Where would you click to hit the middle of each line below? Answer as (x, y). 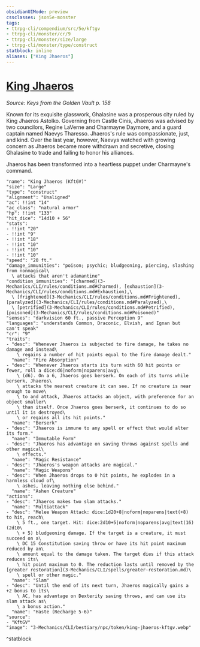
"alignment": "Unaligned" (38, 197)
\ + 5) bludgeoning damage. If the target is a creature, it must (101, 533)
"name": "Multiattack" (40, 507)
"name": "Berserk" (35, 423)
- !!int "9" (21, 234)
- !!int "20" (22, 228)
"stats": (17, 223)
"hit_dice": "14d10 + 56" (38, 218)
